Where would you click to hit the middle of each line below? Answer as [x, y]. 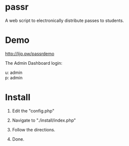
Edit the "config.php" [33, 110]
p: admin [14, 77]
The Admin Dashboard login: [34, 63]
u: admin [14, 73]
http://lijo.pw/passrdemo [30, 54]
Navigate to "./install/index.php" [44, 120]
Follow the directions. [34, 129]
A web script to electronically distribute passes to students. [64, 20]
